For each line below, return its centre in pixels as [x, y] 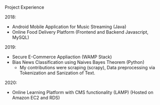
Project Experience [24, 7]
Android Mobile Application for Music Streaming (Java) [69, 27]
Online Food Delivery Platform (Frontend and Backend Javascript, [80, 32]
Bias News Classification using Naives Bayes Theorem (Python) [78, 62]
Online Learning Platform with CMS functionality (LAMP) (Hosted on [83, 92]
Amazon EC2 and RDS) [36, 98]
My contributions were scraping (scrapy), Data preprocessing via [87, 68]
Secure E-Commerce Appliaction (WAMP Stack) [62, 57]
